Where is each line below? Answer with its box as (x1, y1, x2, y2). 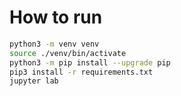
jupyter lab (9, 76, 59, 86)
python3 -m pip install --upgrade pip (9, 57, 171, 68)
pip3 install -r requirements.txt (9, 67, 154, 77)
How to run (9, 6, 103, 29)
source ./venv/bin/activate (9, 48, 127, 58)
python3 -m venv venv (9, 39, 100, 49)
